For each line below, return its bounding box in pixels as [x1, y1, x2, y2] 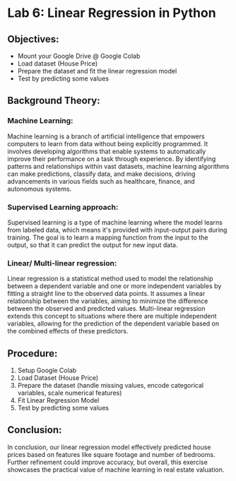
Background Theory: [7, 95, 100, 107]
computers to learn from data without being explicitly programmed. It [7, 139, 208, 148]
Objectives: [7, 33, 59, 45]
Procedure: [7, 348, 58, 360]
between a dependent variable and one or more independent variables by [7, 282, 222, 290]
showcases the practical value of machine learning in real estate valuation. [7, 465, 225, 474]
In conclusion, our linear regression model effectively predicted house [7, 443, 211, 451]
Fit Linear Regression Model [17, 396, 100, 405]
